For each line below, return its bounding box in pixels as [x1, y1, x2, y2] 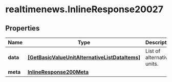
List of [145, 47, 161, 54]
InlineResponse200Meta [27, 69, 89, 75]
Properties [5, 24, 40, 33]
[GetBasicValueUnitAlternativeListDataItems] [27, 54, 141, 61]
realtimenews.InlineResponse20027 [5, 4, 164, 15]
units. [145, 60, 159, 67]
